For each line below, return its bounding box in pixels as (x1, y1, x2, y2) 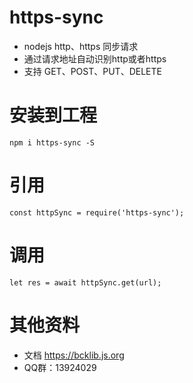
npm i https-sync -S (9, 137, 96, 148)
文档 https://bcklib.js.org (23, 349, 125, 361)
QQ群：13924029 (23, 361, 97, 373)
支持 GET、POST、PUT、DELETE (23, 65, 162, 77)
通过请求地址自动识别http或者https (23, 52, 167, 65)
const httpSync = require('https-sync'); (9, 207, 185, 218)
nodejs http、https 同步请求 (23, 40, 139, 52)
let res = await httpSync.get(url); (9, 277, 162, 288)
